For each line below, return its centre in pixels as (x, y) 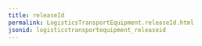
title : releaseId (36, 15)
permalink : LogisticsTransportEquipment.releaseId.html (101, 23)
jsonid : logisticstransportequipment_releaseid (87, 30)
